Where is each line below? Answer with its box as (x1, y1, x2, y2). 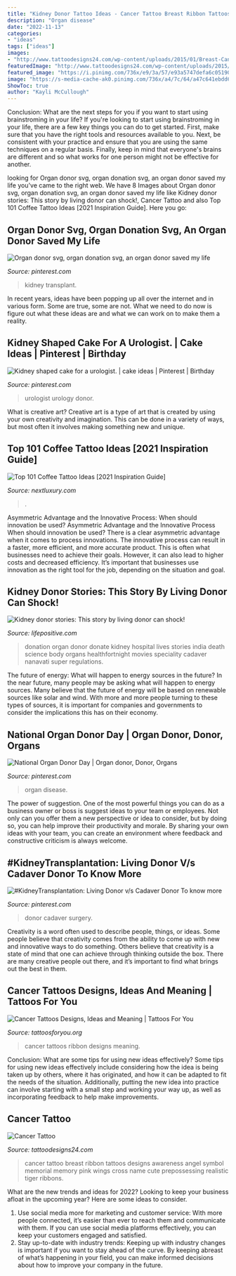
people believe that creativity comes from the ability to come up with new (7, 935, 220, 943)
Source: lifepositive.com (7, 629, 77, 638)
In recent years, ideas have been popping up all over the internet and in (7, 294, 214, 303)
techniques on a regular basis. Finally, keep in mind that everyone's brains (7, 145, 222, 154)
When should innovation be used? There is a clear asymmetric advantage (7, 528, 220, 537)
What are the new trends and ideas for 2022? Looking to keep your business (7, 1188, 229, 1196)
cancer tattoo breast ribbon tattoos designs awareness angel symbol (24, 1159, 224, 1167)
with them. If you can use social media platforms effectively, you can (17, 1223, 216, 1232)
